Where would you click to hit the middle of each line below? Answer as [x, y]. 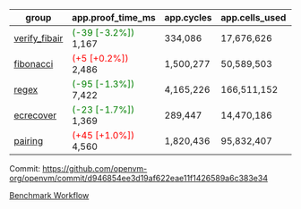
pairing [29, 141]
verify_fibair [39, 38]
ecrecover [35, 115]
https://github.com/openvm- [95, 168]
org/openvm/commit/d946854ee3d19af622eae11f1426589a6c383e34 [139, 178]
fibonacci [34, 64]
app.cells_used [254, 17]
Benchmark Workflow [49, 195]
